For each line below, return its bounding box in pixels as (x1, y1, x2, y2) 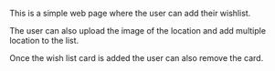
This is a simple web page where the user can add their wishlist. (9, 8, 251, 18)
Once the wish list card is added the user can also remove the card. (9, 53, 264, 63)
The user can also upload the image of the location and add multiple (9, 25, 267, 35)
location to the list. (9, 35, 79, 46)
